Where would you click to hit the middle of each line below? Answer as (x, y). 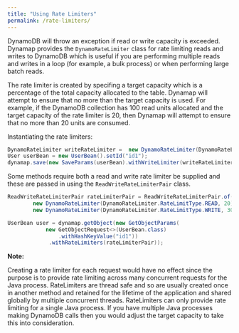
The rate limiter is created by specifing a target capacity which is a (105, 85)
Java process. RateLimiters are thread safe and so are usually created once (118, 285)
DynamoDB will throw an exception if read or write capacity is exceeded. (114, 41)
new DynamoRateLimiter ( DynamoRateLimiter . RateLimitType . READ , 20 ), (135, 203)
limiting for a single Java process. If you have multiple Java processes (110, 308)
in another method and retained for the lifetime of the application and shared (119, 293)
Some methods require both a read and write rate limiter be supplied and (114, 176)
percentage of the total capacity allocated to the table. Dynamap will (108, 92)
